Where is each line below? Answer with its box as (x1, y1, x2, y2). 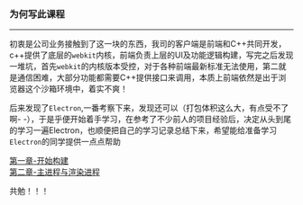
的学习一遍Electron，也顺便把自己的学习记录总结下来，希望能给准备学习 (9, 125, 278, 136)
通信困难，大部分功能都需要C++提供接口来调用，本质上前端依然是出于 (16, 72, 279, 83)
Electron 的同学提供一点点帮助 (9, 137, 122, 147)
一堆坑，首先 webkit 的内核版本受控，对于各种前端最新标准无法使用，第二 (9, 61, 279, 72)
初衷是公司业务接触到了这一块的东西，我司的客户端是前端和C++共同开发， (9, 39, 287, 49)
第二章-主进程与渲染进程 (9, 166, 101, 177)
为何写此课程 (9, 7, 66, 20)
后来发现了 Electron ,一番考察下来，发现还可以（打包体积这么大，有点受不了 (9, 102, 289, 113)
